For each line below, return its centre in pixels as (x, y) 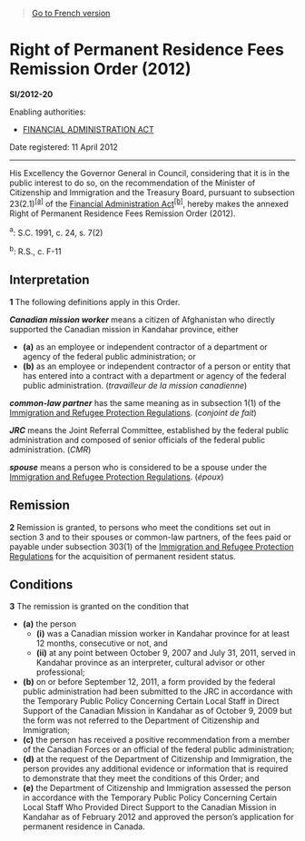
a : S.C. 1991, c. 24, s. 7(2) (56, 232)
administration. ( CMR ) (50, 450)
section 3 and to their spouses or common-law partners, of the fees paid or (151, 537)
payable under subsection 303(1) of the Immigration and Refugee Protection (152, 546)
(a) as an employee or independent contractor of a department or (145, 346)
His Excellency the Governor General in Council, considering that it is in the (150, 173)
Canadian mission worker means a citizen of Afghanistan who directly (142, 319)
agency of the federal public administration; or (109, 356)
